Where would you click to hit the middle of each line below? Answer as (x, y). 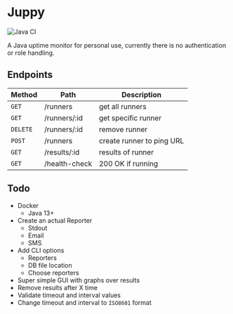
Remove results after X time (58, 287)
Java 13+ (41, 213)
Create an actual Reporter (55, 220)
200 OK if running (128, 164)
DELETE (22, 129)
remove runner (123, 129)
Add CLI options (41, 250)
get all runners (122, 106)
